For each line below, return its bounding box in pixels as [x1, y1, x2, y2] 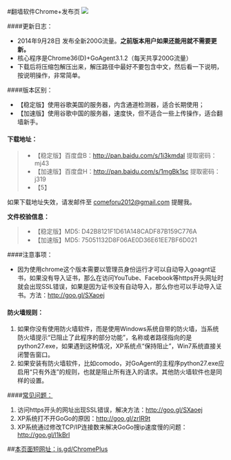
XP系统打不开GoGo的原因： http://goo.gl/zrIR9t [17, 414, 150, 423]
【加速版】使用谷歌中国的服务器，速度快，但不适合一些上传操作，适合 [17, 109, 217, 117]
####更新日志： [7, 22, 53, 30]
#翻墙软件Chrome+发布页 [7, 8, 81, 15]
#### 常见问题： [7, 391, 53, 399]
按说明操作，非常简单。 [17, 71, 84, 79]
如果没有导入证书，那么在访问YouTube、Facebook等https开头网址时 [29, 274, 224, 282]
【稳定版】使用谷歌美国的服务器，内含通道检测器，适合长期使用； [17, 101, 205, 108]
